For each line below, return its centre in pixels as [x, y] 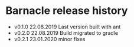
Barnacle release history [67, 11]
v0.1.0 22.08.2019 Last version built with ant [67, 27]
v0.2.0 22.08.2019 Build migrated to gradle [66, 32]
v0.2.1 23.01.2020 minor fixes [50, 39]
